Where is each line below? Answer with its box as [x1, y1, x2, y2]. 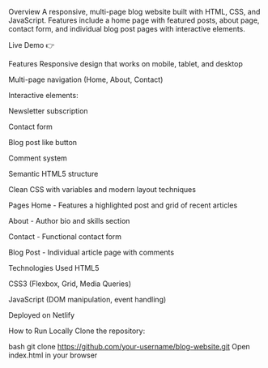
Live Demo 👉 [8, 41, 55, 49]
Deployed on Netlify [8, 310, 75, 319]
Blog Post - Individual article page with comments [8, 247, 175, 257]
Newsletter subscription [8, 106, 88, 116]
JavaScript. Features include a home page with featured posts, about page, [8, 15, 260, 25]
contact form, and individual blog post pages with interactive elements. [8, 24, 245, 33]
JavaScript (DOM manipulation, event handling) [8, 295, 167, 304]
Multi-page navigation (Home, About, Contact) [8, 75, 164, 84]
